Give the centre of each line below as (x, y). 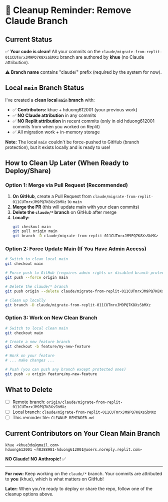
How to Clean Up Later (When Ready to (67, 163)
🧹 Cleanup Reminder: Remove (68, 10)
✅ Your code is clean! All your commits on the (53, 51)
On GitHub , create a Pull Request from (52, 196)
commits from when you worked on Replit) (56, 126)
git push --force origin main (37, 278)
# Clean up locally (25, 300)
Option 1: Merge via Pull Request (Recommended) (67, 185)
